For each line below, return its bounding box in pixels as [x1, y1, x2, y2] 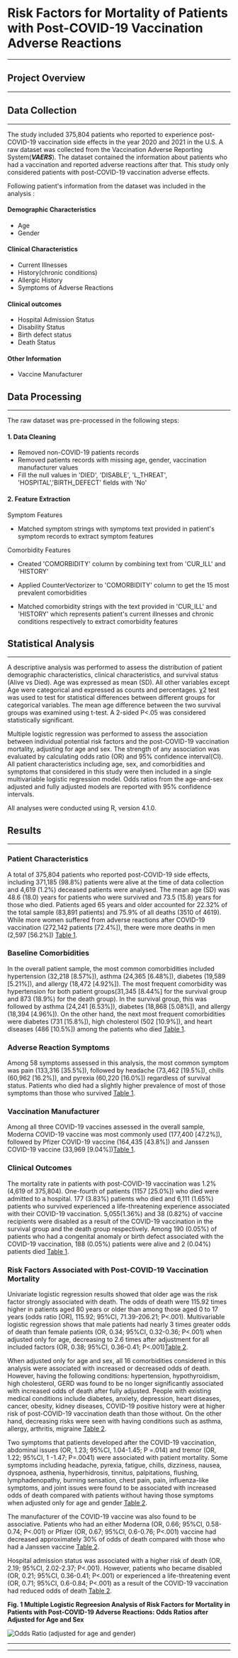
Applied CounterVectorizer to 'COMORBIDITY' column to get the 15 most [17, 580, 229, 589]
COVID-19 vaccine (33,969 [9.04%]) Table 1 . [7, 1145, 136, 1154]
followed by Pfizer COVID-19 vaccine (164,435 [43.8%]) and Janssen [7, 1138, 210, 1147]
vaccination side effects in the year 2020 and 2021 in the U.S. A [38, 137, 223, 146]
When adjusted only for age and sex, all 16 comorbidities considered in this [7, 1357, 227, 1365]
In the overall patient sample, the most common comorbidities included [7, 964, 215, 972]
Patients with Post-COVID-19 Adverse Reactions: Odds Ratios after [7, 1608, 209, 1616]
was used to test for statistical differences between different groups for [7, 693, 216, 702]
